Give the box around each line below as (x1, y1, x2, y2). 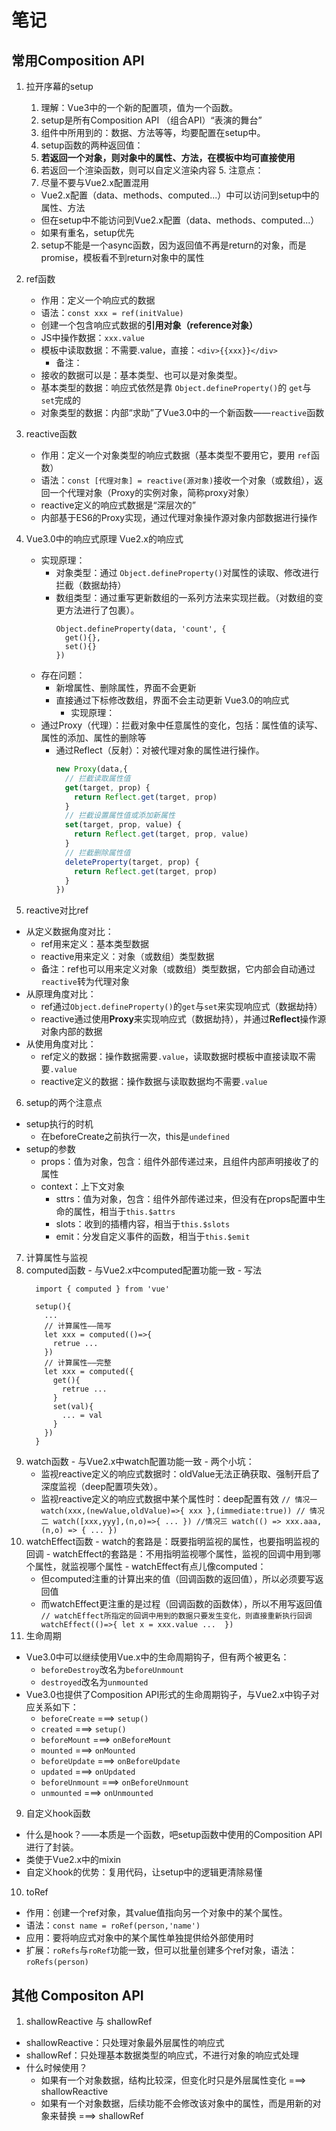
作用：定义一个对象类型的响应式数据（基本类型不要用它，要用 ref (40, 449, 312, 461)
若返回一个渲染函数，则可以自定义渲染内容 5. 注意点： (40, 164, 264, 176)
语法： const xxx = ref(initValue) (40, 307, 184, 318)
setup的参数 (25, 1143, 76, 1155)
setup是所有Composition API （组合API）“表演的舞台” (40, 114, 263, 126)
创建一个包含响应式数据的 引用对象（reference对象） (40, 319, 258, 331)
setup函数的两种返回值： (40, 139, 144, 151)
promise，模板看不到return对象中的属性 (40, 252, 205, 263)
